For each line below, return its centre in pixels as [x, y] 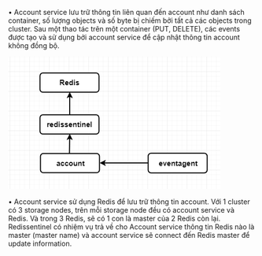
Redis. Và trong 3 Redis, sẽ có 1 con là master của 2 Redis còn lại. [114, 218]
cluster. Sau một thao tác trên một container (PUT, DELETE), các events [124, 29]
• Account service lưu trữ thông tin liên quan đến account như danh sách [127, 12]
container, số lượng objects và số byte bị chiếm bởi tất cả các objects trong [130, 20]
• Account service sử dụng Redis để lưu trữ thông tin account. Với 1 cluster [129, 202]
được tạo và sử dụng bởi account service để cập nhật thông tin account [124, 37]
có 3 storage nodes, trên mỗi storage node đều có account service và [121, 210]
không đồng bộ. [34, 46]
